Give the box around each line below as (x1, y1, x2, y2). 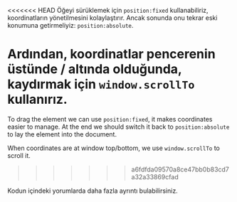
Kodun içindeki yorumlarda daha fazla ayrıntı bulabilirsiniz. (7, 186, 178, 195)
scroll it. (7, 151, 31, 159)
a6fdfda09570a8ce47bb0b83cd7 (131, 165, 230, 174)
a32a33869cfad (131, 172, 179, 181)
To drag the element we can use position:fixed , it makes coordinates (7, 115, 213, 123)
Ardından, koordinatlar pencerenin (7, 46, 216, 63)
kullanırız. (7, 92, 68, 107)
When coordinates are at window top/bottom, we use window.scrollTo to (7, 144, 221, 152)
